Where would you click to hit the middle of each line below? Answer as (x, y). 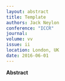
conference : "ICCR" (30, 28)
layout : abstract (27, 12)
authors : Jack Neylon (33, 22)
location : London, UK (33, 50)
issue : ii (18, 45)
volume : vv (19, 39)
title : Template (26, 17)
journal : (17, 34)
